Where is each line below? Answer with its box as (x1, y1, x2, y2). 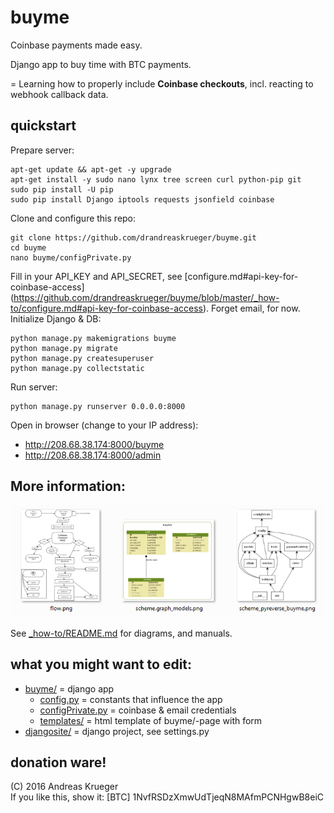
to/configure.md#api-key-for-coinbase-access (10, 302, 203, 314)
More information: (10, 478, 126, 495)
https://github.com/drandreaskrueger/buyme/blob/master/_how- (13, 291, 280, 303)
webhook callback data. (10, 88, 109, 100)
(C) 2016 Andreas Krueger (10, 781, 119, 793)
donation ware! (10, 754, 107, 771)
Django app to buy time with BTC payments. (10, 58, 192, 70)
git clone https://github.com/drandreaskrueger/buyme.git (10, 232, 257, 243)
